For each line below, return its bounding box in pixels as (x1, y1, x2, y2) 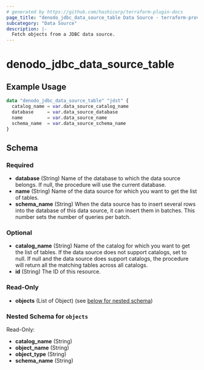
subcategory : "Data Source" (6, 20, 78, 26)
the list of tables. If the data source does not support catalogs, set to (15, 249, 187, 256)
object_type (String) (15, 350, 67, 358)
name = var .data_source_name (12, 115, 107, 121)
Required (6, 161, 34, 169)
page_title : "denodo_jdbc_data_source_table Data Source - (6, 15, 159, 21)
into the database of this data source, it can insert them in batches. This (15, 207, 195, 214)
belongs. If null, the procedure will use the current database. (15, 181, 166, 189)
